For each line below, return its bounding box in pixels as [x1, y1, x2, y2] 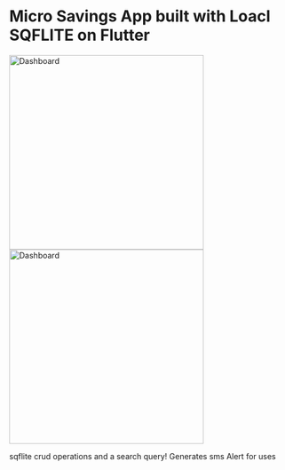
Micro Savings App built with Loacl [9, 6, 271, 27]
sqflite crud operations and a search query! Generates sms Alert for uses [9, 450, 277, 461]
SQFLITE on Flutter [9, 25, 151, 45]
